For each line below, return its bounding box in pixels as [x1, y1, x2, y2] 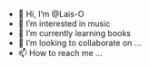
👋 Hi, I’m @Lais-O [17, 9, 85, 19]
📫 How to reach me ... [17, 48, 103, 58]
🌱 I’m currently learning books [17, 28, 132, 38]
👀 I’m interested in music [17, 18, 111, 29]
